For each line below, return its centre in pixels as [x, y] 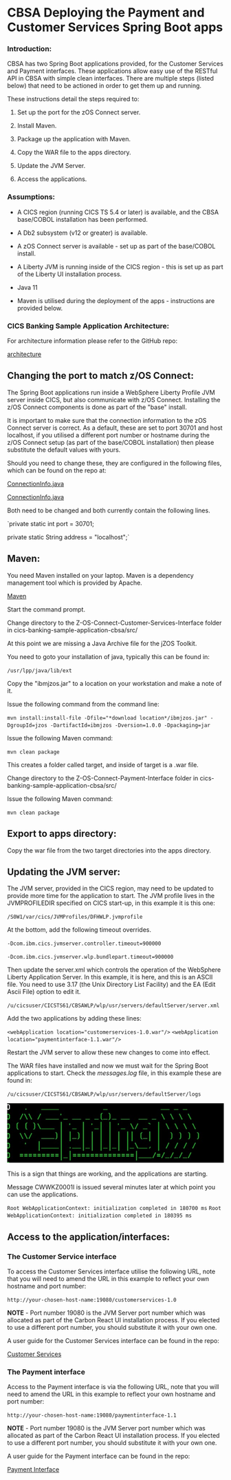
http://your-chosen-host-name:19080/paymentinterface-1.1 [92, 1416]
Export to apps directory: [62, 834]
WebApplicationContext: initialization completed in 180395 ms [100, 1216]
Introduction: [30, 49]
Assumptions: [31, 197]
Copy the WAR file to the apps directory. [74, 152]
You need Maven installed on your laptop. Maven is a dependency [100, 575]
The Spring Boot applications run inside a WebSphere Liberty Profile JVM [111, 392]
